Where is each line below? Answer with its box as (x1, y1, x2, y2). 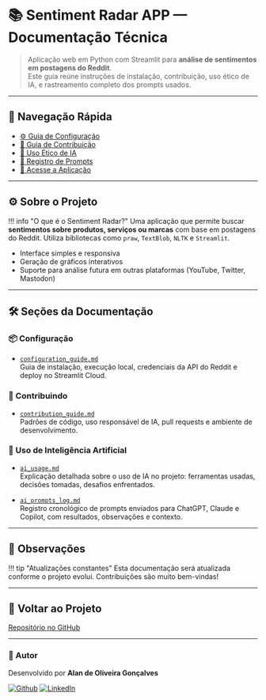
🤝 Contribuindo (8, 391, 68, 402)
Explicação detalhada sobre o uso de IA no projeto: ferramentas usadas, (19, 471, 256, 481)
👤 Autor (8, 650, 38, 661)
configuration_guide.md (19, 355, 99, 364)
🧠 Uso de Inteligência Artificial (8, 445, 127, 456)
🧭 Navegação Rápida (8, 110, 112, 123)
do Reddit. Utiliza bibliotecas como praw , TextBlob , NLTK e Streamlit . (8, 233, 230, 242)
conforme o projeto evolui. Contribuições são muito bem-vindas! (8, 571, 219, 581)
